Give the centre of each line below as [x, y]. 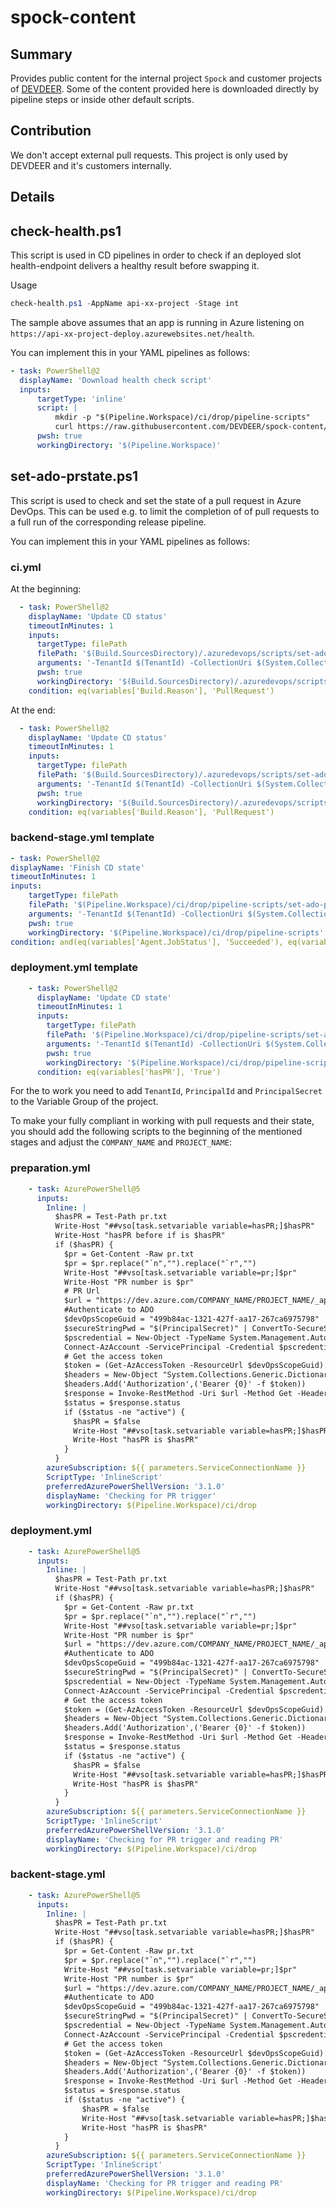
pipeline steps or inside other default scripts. [102, 99]
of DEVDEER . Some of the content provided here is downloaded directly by [165, 89]
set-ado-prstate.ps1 [74, 476]
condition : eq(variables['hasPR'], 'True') [129, 1072]
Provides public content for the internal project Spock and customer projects [166, 78]
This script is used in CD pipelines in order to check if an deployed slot [156, 255]
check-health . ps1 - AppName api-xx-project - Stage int [125, 304]
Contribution [51, 131]
